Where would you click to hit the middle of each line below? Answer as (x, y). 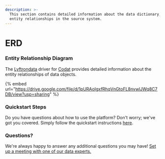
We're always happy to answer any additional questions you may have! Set (81, 146)
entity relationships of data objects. (41, 74)
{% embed (16, 83)
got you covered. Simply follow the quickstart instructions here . (69, 123)
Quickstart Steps (26, 107)
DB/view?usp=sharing (27, 94)
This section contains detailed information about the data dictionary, (85, 14)
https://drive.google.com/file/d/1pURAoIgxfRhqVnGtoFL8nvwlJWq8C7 (86, 89)
